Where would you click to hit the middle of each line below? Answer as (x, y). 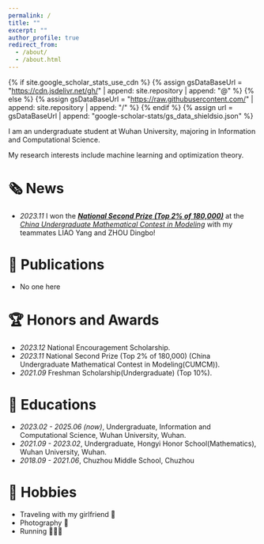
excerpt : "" (28, 30)
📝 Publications (57, 264)
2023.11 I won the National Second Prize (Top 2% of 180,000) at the (132, 215)
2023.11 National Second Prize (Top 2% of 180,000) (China (115, 356)
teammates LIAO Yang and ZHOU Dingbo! (87, 232)
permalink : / (30, 15)
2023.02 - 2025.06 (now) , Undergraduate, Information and (115, 426)
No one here (40, 287)
